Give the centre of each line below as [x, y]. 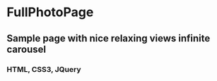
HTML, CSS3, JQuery [44, 69]
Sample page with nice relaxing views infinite [108, 38]
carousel [27, 49]
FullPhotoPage [50, 12]
